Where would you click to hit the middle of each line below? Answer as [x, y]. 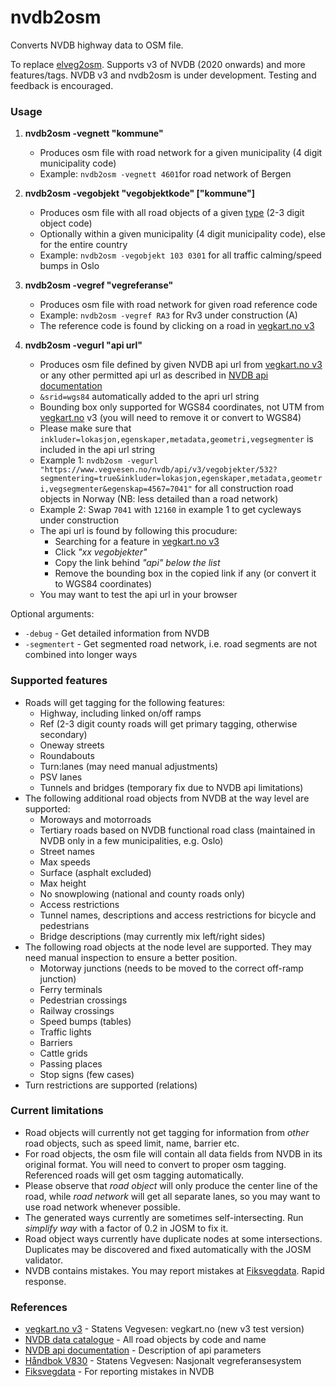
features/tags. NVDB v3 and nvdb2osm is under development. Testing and [163, 75]
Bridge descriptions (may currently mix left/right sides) [152, 936]
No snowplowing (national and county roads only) [142, 893]
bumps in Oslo [69, 266]
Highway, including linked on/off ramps [120, 713]
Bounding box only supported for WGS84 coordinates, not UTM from [182, 407]
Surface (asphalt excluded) [95, 872]
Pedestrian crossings [83, 1000]
